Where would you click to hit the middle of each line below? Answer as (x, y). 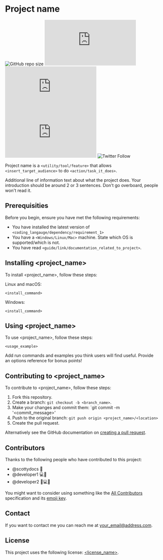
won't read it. (18, 190)
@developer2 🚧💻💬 (31, 482)
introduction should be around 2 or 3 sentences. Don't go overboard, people (81, 185)
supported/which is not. (36, 243)
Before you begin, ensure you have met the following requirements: (72, 217)
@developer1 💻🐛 (29, 474)
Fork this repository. (32, 397)
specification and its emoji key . (36, 498)
